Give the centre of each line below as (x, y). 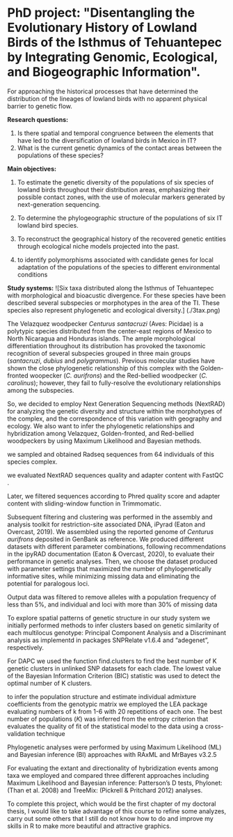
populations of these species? (61, 155)
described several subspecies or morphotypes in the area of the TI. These (114, 303)
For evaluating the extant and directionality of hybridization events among (113, 768)
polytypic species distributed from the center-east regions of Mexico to (110, 331)
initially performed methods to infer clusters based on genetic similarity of (113, 625)
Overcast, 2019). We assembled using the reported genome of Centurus (111, 531)
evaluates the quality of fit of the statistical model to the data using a (105, 726)
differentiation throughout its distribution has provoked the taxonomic (107, 345)
